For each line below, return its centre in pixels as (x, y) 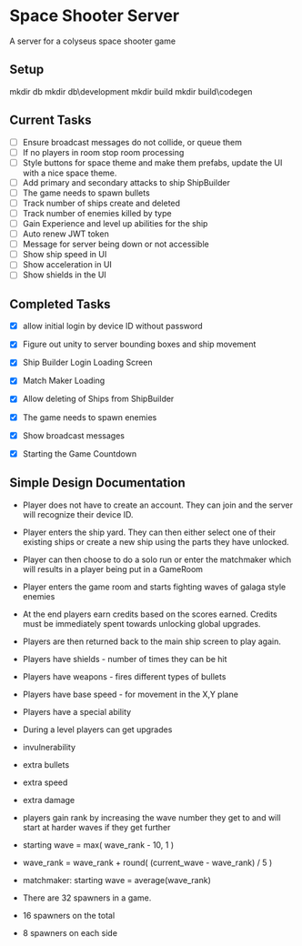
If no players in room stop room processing (103, 152)
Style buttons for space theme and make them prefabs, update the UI (152, 162)
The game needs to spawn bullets (86, 193)
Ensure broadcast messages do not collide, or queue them (132, 142)
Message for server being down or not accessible (116, 244)
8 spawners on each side (70, 932)
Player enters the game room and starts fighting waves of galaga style (154, 587)
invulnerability (49, 747)
